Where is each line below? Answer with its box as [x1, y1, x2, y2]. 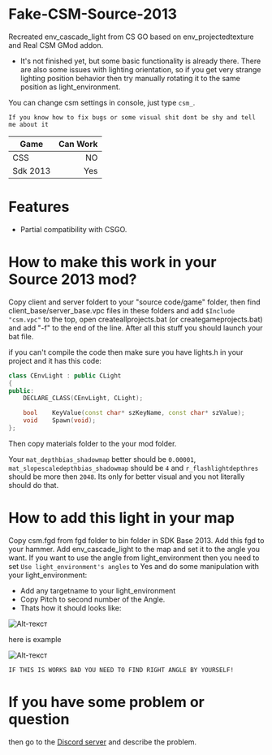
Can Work [58, 138, 98, 149]
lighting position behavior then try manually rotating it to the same [19, 73, 241, 83]
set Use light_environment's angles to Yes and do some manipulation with [8, 561, 260, 571]
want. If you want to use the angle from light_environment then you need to [8, 553, 260, 563]
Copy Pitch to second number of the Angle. [19, 594, 166, 604]
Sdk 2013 [12, 165, 51, 176]
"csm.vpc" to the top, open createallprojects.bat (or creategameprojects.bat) [8, 314, 263, 324]
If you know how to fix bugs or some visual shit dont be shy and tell [8, 113, 256, 122]
